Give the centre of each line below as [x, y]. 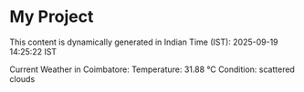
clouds [22, 78]
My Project [52, 17]
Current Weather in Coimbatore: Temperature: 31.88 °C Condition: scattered [152, 69]
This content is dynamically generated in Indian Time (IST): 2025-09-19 [144, 42]
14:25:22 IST [33, 51]
